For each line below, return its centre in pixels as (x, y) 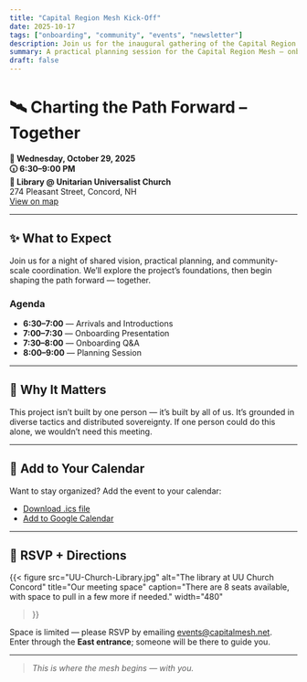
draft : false (34, 60)
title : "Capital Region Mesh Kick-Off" (85, 18)
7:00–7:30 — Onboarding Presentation (96, 334)
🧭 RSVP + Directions (68, 555)
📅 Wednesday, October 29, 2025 (73, 158)
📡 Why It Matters (58, 390)
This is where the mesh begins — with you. (113, 668)
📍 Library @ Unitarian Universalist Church (90, 181)
